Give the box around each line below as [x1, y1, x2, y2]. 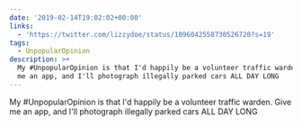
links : [9, 22, 34, 31]
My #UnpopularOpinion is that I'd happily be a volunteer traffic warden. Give [9, 96, 292, 107]
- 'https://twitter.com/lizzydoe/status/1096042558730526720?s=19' [17, 30, 276, 39]
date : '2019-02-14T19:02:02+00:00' [9, 13, 143, 22]
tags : [9, 38, 30, 48]
